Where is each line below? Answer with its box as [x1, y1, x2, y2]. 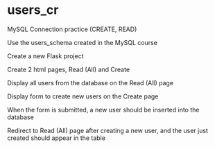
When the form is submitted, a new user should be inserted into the [7, 105, 200, 114]
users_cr [7, 2, 59, 18]
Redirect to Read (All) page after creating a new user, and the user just [7, 126, 208, 134]
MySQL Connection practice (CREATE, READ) [7, 25, 137, 33]
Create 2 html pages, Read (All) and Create [7, 65, 130, 73]
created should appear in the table [7, 134, 106, 142]
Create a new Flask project [7, 51, 85, 60]
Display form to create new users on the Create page [7, 92, 159, 100]
